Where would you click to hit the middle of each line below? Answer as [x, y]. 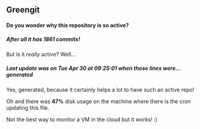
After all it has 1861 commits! [43, 39]
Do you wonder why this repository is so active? [68, 25]
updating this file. [28, 107]
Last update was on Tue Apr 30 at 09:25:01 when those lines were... [94, 68]
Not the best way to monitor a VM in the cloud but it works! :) [82, 119]
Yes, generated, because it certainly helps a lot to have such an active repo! [100, 89]
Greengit [23, 10]
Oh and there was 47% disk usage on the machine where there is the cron [98, 101]
